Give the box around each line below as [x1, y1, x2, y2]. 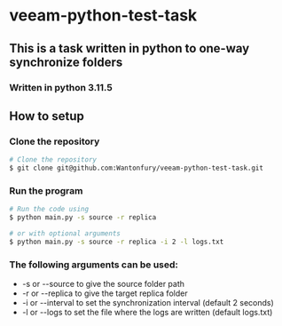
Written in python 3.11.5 [9, 81, 113, 93]
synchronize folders [9, 54, 123, 69]
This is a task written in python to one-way [9, 41, 250, 56]
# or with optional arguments [9, 228, 121, 238]
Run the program [9, 184, 83, 196]
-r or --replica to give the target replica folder [21, 288, 188, 298]
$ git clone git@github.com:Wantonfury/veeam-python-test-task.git [9, 163, 264, 173]
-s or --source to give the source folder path [21, 279, 184, 290]
